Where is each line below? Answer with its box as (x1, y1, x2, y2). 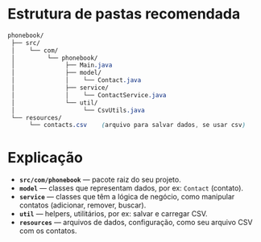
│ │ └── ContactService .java (10, 91, 167, 99)
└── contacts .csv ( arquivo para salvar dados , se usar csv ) (28, 121, 246, 129)
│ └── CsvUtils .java (10, 106, 146, 114)
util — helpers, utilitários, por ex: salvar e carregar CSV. (19, 209, 208, 219)
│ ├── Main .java (10, 61, 113, 69)
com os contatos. (19, 226, 77, 236)
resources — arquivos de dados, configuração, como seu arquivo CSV (19, 218, 253, 228)
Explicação (7, 148, 84, 166)
